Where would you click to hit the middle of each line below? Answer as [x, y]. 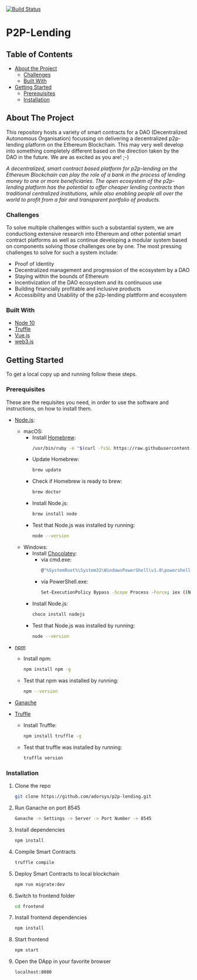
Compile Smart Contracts [45, 852]
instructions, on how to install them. [49, 408]
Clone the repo [33, 786]
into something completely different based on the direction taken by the [93, 151]
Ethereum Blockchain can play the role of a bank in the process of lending [96, 174]
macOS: [33, 431]
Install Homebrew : [54, 438]
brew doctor [47, 492]
